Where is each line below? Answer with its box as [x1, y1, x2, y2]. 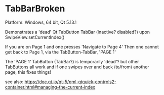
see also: [5, 79, 24, 85]
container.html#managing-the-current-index [5, 84, 95, 90]
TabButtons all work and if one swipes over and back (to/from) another [5, 64, 150, 70]
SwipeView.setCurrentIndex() [5, 34, 65, 40]
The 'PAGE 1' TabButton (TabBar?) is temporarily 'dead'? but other [5, 58, 139, 64]
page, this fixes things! [5, 69, 51, 75]
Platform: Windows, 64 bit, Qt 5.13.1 [5, 19, 77, 25]
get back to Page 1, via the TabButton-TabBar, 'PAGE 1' [5, 49, 116, 55]
